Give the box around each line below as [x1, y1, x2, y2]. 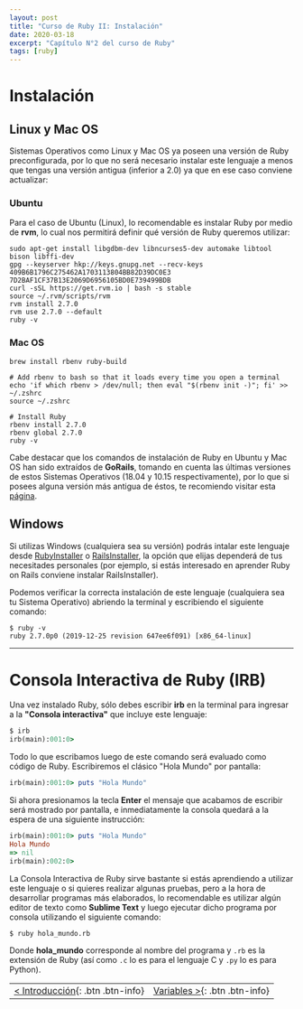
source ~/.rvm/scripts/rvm [9, 292, 111, 301]
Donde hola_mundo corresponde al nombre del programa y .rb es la [9, 945, 266, 956]
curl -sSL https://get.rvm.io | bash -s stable [9, 284, 192, 294]
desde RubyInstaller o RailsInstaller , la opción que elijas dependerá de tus [9, 550, 283, 561]
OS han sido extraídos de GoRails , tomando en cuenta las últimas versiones [9, 462, 291, 472]
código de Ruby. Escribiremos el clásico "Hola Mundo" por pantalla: [9, 761, 262, 772]
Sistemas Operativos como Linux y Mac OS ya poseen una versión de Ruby [9, 145, 289, 156]
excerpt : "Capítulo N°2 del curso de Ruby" [9, 38, 176, 48]
